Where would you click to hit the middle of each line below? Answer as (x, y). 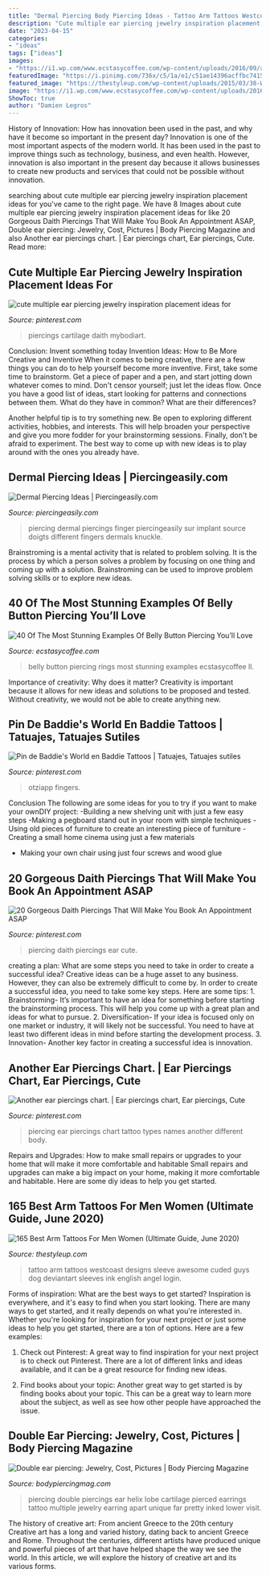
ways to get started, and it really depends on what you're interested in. (125, 1310)
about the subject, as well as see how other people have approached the (140, 1401)
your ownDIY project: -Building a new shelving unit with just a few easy (126, 812)
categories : (28, 38)
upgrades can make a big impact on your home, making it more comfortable (134, 1172)
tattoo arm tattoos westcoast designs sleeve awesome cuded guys (139, 1269)
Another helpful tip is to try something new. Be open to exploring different (130, 418)
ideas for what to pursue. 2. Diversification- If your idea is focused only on (131, 1017)
